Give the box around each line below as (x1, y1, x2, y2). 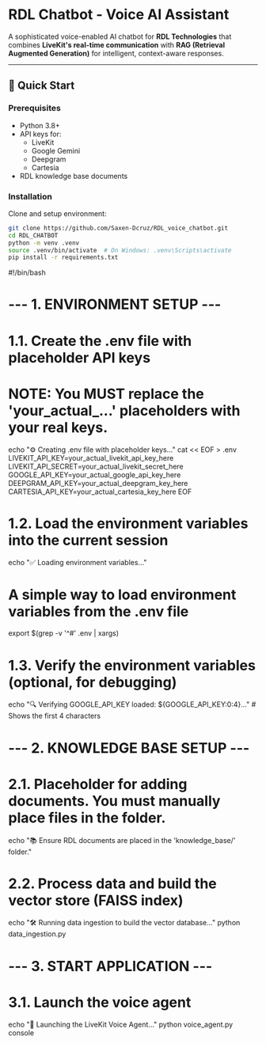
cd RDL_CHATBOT (8, 231, 59, 239)
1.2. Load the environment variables (8, 514, 249, 532)
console (8, 1027, 35, 1038)
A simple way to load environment (8, 586, 237, 603)
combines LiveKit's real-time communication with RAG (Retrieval (8, 40, 226, 49)
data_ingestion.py (8, 929, 66, 939)
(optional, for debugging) (8, 673, 177, 691)
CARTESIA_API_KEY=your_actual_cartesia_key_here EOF (8, 487, 192, 496)
